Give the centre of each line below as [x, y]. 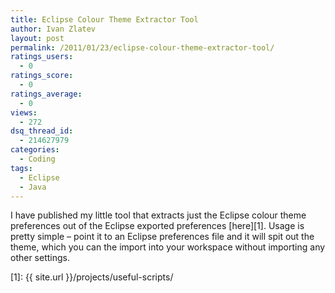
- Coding [37, 159]
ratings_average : [46, 94]
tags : [21, 168]
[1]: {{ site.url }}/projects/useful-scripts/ [92, 277]
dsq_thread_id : [42, 131]
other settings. [40, 258]
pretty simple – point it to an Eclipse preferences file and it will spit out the [162, 237]
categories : [35, 150]
